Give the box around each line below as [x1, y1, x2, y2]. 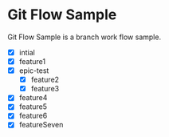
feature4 [18, 93, 48, 103]
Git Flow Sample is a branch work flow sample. [7, 32, 161, 42]
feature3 [30, 84, 60, 94]
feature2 [30, 75, 60, 85]
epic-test [18, 66, 49, 75]
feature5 [18, 102, 48, 111]
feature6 [18, 111, 48, 121]
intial [18, 47, 35, 57]
